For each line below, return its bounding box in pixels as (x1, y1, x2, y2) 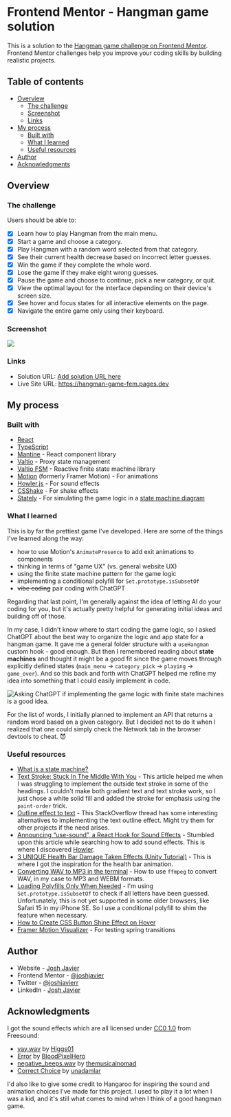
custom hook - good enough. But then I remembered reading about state (7, 647, 214, 655)
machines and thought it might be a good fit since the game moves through (7, 654, 222, 663)
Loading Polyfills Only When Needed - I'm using (16, 881, 153, 890)
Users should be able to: (7, 216, 77, 224)
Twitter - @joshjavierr (16, 978, 79, 986)
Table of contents (7, 76, 84, 88)
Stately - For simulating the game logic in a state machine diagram (16, 494, 205, 502)
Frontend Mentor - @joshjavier (16, 971, 104, 980)
